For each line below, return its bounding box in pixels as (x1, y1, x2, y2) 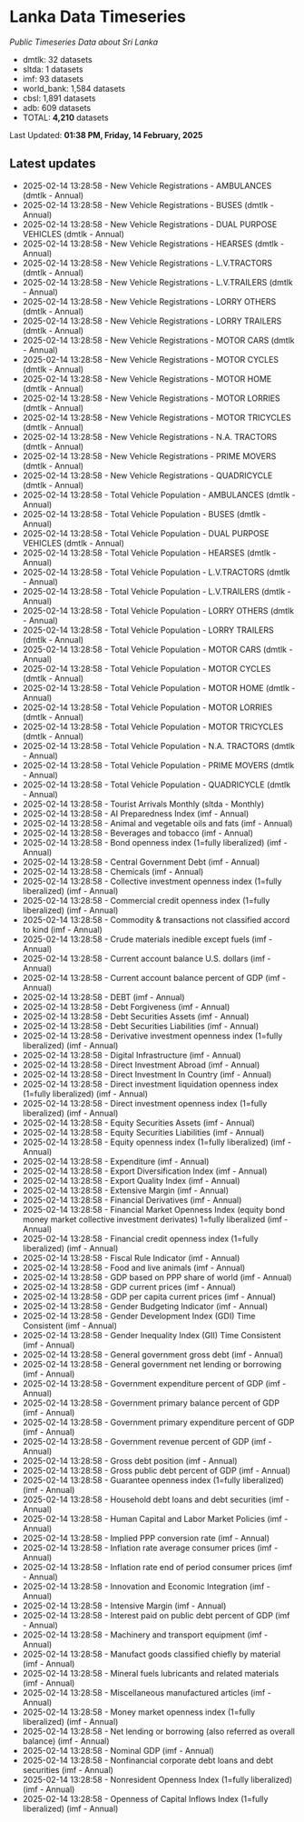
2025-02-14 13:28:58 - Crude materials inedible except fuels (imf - (22, 934, 273, 945)
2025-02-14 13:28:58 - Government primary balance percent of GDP (22, 1397, 279, 1408)
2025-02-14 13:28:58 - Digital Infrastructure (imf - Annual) (22, 1049, 242, 1060)
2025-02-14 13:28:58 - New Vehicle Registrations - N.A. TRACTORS (22, 431, 278, 442)
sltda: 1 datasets (22, 64, 83, 75)
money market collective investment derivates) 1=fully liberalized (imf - (22, 1214, 289, 1225)
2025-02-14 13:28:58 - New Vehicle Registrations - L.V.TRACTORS (22, 257, 272, 268)
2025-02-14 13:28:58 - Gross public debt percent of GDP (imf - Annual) (22, 1465, 291, 1476)
